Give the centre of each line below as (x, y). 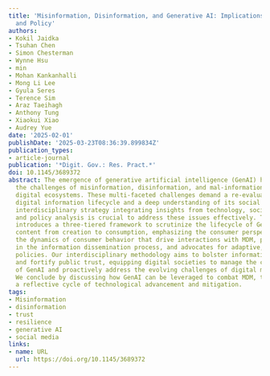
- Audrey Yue (30, 128)
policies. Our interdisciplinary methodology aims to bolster (122, 255)
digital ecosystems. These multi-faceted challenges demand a (122, 195)
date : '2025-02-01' (41, 135)
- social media (34, 337)
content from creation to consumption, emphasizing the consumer (127, 233)
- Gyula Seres (32, 90)
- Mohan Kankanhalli (43, 76)
